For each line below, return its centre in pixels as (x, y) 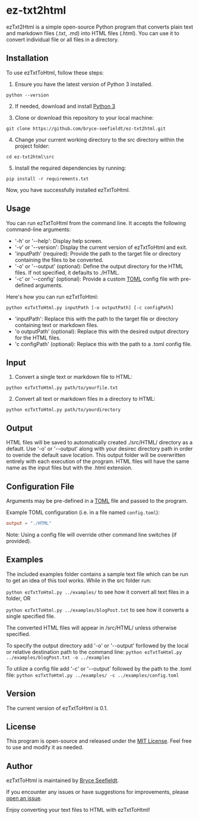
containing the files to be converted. (59, 260)
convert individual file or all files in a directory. (63, 39)
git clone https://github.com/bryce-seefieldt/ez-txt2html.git (86, 129)
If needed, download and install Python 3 (65, 106)
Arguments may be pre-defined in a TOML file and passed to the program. (97, 501)
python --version (28, 95)
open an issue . (24, 798)
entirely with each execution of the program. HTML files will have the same (98, 462)
